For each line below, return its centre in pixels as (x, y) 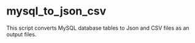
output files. (21, 34)
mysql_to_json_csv (56, 11)
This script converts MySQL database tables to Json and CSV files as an (98, 28)
